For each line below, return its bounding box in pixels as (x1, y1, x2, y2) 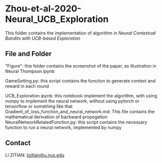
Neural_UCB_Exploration (5, 13, 109, 25)
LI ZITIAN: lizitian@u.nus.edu (5, 152, 65, 158)
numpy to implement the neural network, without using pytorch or (5, 98, 140, 104)
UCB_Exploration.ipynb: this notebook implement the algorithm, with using (5, 92, 158, 98)
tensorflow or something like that (5, 103, 73, 109)
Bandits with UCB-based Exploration (5, 35, 81, 41)
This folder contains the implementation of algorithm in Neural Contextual (5, 30, 156, 36)
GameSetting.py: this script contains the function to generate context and (5, 78, 156, 83)
